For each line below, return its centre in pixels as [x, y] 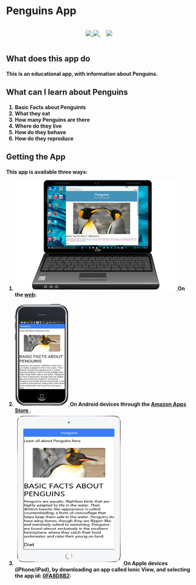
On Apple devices [146, 563]
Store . [23, 410]
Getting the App [36, 157]
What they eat [32, 113]
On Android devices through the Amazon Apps [128, 404]
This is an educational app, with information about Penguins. [82, 73]
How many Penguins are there [52, 119]
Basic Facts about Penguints [50, 107]
